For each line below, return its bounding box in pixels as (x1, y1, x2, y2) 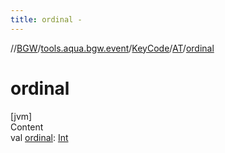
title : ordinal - (10, 14, 83, 25)
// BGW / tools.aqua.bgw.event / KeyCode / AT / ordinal (10, 42, 215, 54)
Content (10, 121, 44, 133)
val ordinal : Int (10, 131, 69, 143)
